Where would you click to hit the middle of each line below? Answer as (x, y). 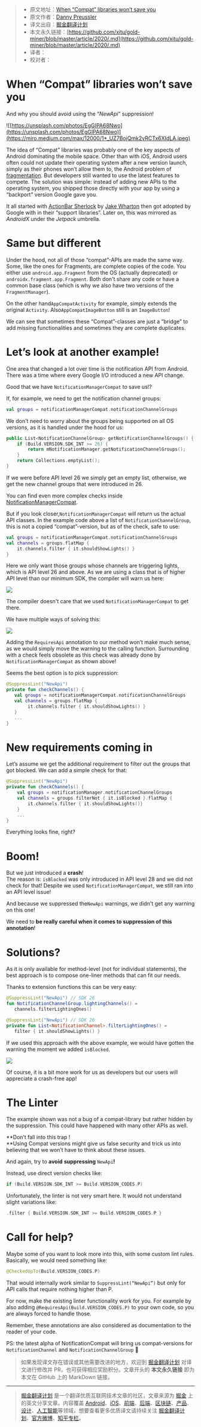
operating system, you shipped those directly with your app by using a (93, 188)
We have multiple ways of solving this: (53, 619)
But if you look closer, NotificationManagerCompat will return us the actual (96, 514)
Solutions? (33, 952)
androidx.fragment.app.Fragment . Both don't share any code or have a (93, 279)
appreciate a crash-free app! (42, 1079)
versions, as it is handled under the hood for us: (65, 427)
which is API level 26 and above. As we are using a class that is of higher (96, 572)
